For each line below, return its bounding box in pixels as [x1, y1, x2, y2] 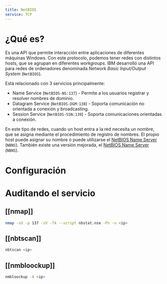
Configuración [5, 165, 66, 176]
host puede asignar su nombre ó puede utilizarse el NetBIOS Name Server [5, 137, 158, 143]
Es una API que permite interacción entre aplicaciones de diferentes [5, 50, 145, 56]
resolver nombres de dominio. [12, 95, 74, 101]
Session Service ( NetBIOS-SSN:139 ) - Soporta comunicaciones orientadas [12, 111, 162, 117]
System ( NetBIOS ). [5, 71, 42, 77]
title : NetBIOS [5, 7, 37, 12]
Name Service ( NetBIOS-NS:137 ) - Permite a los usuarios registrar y [12, 90, 149, 96]
